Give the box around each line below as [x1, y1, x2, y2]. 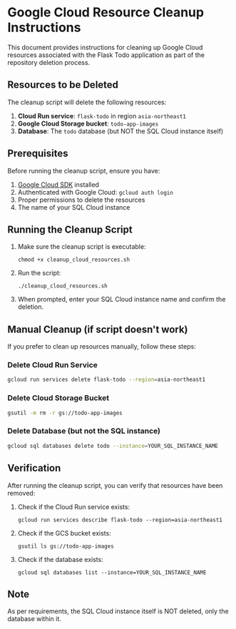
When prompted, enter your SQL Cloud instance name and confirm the [17, 295, 226, 304]
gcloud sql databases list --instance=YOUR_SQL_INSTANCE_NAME [17, 568, 207, 576]
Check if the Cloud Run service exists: [17, 502, 130, 511]
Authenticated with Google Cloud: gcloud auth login [17, 188, 173, 196]
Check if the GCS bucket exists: [17, 528, 112, 537]
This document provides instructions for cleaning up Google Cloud [7, 43, 203, 51]
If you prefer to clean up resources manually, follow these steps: [7, 342, 196, 351]
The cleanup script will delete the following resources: [7, 98, 167, 106]
